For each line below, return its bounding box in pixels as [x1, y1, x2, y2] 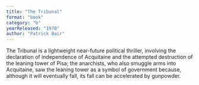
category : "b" [6, 20, 42, 26]
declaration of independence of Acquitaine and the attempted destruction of [6, 53, 193, 61]
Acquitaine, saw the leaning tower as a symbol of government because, [6, 66, 182, 73]
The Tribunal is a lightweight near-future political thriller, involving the [6, 47, 176, 54]
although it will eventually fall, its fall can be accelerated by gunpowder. [6, 73, 181, 80]
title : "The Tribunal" [6, 8, 62, 15]
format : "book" [6, 14, 44, 20]
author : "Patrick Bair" [6, 31, 65, 37]
